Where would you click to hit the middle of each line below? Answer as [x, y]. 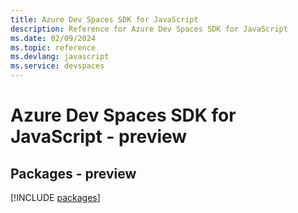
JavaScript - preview [99, 137]
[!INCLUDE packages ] [55, 197]
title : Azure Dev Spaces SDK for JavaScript [104, 19]
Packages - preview [73, 173]
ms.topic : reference [53, 47]
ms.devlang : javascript [60, 57]
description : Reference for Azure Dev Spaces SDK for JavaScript [149, 29]
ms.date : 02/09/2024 [53, 38]
